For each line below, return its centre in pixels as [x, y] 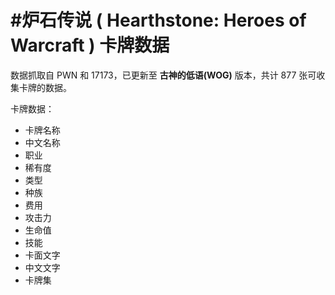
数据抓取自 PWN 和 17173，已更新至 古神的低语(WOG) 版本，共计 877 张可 [163, 75]
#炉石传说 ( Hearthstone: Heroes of [158, 20]
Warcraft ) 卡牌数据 [90, 45]
